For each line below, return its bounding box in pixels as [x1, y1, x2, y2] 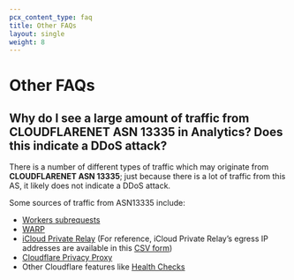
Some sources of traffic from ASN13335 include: [9, 198, 185, 208]
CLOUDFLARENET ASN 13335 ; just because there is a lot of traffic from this [9, 171, 286, 182]
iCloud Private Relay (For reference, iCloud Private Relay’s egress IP [21, 233, 269, 244]
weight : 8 [9, 37, 46, 47]
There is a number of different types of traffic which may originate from [9, 162, 269, 172]
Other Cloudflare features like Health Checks [21, 261, 185, 272]
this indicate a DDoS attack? [9, 138, 168, 153]
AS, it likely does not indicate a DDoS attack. [9, 180, 170, 191]
